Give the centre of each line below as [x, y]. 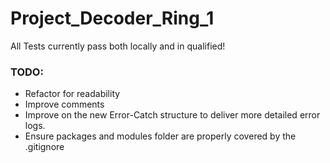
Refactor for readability [72, 94]
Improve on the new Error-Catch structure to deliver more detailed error [172, 115]
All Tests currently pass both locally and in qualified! [118, 46]
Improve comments [64, 104]
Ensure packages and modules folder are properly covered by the [160, 136]
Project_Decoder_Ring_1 [112, 18]
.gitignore [44, 147]
